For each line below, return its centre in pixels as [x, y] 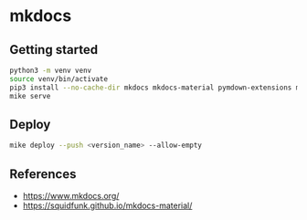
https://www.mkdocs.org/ [71, 196]
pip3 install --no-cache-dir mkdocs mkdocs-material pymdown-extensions [151, 88]
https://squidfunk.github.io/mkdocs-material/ [107, 205]
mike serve [30, 96]
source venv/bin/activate [58, 79]
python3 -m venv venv [51, 70]
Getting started [54, 50]
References [43, 174]
